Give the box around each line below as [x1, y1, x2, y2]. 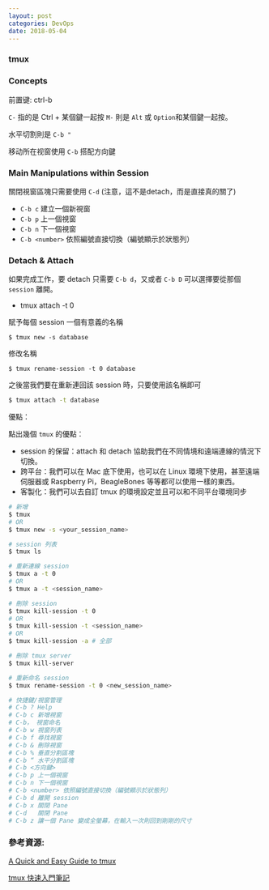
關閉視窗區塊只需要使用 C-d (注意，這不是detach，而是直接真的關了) [8, 186, 237, 196]
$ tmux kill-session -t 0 [8, 607, 96, 615]
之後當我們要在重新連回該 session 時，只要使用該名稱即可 [8, 380, 202, 390]
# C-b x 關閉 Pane [8, 801, 68, 810]
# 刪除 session [8, 599, 58, 607]
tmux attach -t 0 [19, 300, 75, 310]
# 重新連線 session [8, 562, 70, 571]
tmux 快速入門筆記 [8, 872, 70, 883]
